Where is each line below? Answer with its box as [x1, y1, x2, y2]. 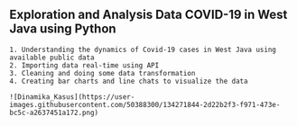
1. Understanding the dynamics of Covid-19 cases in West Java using [9, 45, 277, 54]
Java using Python [9, 22, 116, 37]
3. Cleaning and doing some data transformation [9, 68, 196, 77]
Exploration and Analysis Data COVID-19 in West [9, 7, 288, 22]
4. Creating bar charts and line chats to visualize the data [9, 76, 248, 85]
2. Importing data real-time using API [9, 60, 160, 70]
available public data [9, 53, 95, 62]
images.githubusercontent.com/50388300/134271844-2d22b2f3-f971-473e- [9, 100, 281, 109]
